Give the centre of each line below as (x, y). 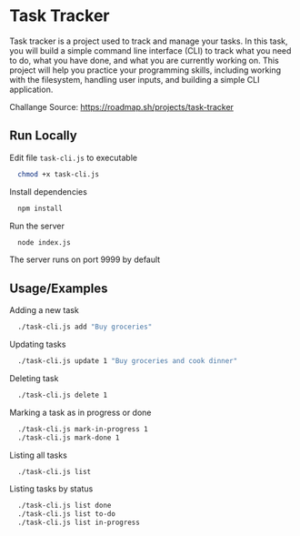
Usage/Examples (59, 288)
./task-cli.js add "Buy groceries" (85, 327)
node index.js (44, 242)
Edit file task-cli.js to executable (74, 157)
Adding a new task (44, 310)
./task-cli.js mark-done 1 (69, 438)
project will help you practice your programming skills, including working (145, 70)
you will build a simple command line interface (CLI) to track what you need (150, 50)
